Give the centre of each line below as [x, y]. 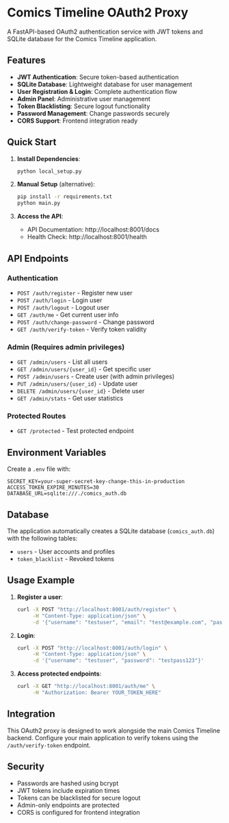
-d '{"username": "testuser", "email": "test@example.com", [120, 622]
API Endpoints [38, 258]
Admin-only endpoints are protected [68, 805]
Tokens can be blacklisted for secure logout [79, 798]
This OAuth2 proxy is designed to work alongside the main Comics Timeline [114, 730]
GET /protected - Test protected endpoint [76, 431]
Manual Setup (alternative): [56, 184]
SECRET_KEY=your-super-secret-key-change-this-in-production [96, 482]
